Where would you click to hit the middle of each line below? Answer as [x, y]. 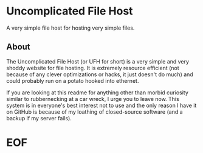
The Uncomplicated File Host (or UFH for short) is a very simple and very [98, 61]
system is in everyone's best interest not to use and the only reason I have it [101, 105]
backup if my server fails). [39, 118]
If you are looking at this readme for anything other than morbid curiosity [97, 93]
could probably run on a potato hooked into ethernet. [73, 80]
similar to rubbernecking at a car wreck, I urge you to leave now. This [93, 99]
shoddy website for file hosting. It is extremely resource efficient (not [93, 68]
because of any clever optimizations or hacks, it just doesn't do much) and [100, 74]
